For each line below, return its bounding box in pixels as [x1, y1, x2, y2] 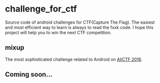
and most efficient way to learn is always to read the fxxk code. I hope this [5, 24, 154, 30]
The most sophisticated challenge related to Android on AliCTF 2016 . [5, 56, 143, 62]
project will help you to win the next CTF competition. [5, 29, 112, 35]
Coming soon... [5, 70, 53, 79]
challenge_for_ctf [5, 3, 77, 14]
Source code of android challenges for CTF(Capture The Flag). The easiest [5, 19, 155, 25]
